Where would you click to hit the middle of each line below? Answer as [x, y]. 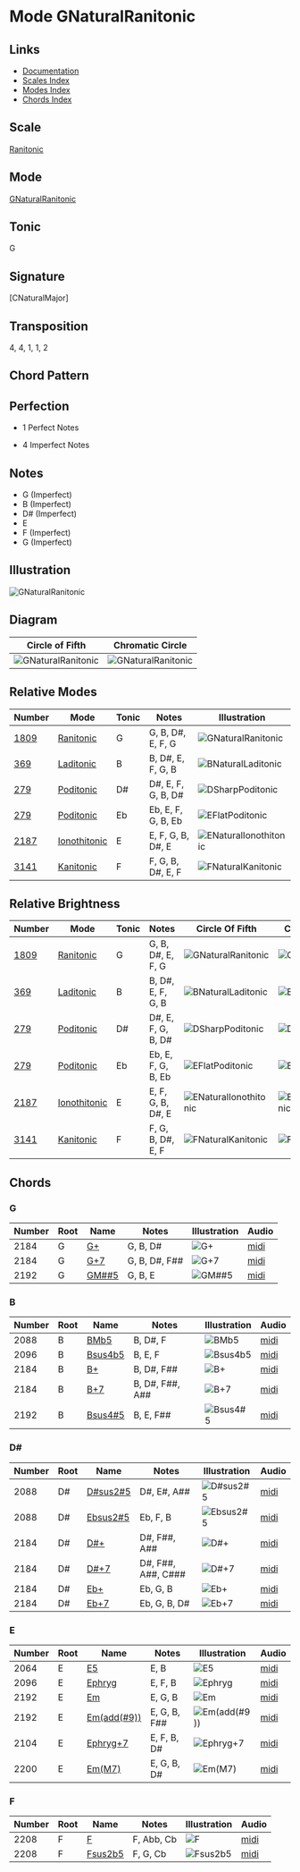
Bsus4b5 [105, 1355]
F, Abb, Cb [154, 1840]
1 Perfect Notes [50, 428]
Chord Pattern [49, 376]
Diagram [33, 620]
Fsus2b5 [105, 1854]
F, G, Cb [150, 1854]
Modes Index [46, 90]
